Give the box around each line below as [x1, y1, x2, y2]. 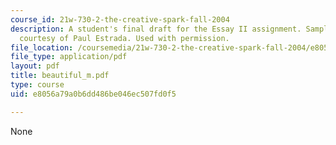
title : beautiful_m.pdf [10, 71, 110, 81]
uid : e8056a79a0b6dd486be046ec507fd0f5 [10, 89, 177, 99]
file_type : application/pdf [10, 52, 128, 62]
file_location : [10, 42, 74, 53]
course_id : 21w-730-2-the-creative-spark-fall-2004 [10, 14, 230, 25]
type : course [10, 80, 65, 90]
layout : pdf [10, 61, 60, 71]
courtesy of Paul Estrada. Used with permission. [19, 33, 230, 43]
